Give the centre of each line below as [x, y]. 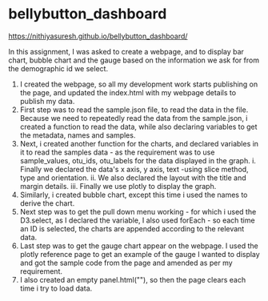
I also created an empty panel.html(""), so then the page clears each [133, 279]
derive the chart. [47, 203]
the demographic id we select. [58, 68]
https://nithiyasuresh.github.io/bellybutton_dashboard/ [98, 36]
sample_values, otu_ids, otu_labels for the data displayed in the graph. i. [138, 160]
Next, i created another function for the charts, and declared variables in [139, 143]
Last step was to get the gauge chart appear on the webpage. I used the [139, 246]
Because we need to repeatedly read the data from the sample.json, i [134, 118]
